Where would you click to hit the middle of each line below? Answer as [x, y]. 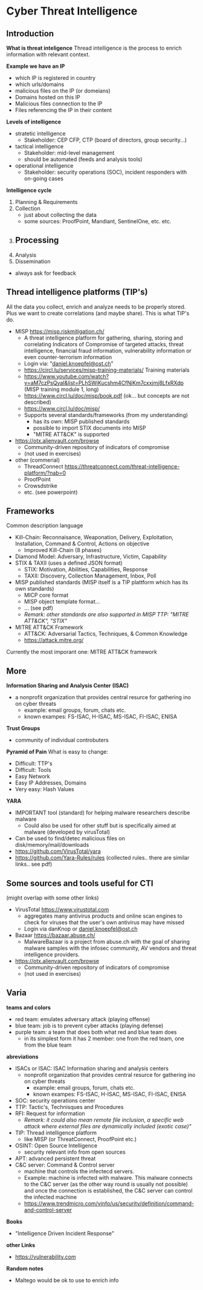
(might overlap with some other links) [53, 898]
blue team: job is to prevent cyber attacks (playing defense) [89, 1025]
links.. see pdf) [34, 864]
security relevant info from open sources [75, 1152]
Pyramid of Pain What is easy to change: [57, 752]
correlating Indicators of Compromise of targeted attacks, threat [104, 344]
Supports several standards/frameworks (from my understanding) [106, 415]
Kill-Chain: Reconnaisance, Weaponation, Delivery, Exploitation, [94, 538]
